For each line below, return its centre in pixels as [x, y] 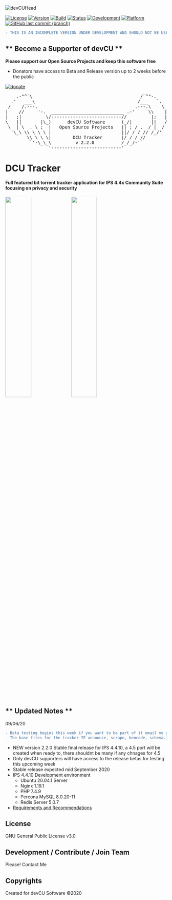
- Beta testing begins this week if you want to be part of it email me [84, 733]
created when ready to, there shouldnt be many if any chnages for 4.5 [87, 753]
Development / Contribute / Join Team [67, 852]
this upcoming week [34, 764]
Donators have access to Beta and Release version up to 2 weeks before [89, 71]
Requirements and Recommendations [52, 808]
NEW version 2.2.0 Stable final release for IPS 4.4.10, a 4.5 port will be [87, 747]
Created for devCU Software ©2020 [44, 893]
